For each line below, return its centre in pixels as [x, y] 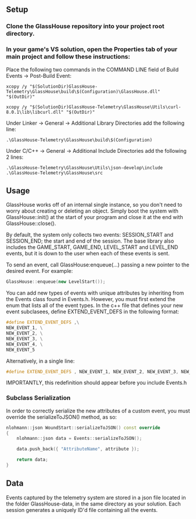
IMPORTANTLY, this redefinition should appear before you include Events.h [97, 383]
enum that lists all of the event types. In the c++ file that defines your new [95, 305]
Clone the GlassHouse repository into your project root [85, 26]
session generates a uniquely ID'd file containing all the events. [82, 510]
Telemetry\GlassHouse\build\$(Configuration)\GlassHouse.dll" [83, 91]
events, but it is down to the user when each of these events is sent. [88, 254]
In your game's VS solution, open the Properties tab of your [92, 49]
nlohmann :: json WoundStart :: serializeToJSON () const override [83, 428]
